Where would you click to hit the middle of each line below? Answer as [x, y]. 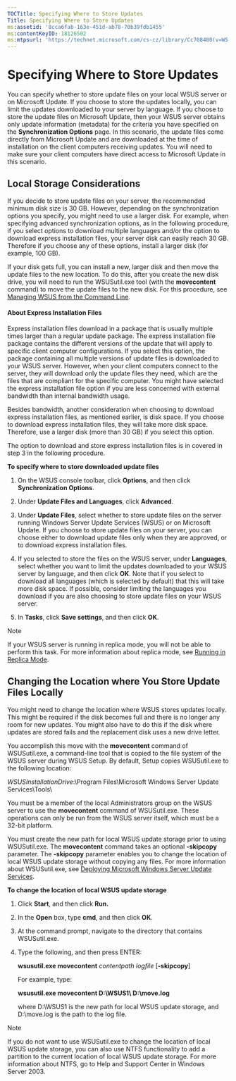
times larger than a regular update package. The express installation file [112, 336]
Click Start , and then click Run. [63, 904]
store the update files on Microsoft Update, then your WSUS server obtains [116, 117]
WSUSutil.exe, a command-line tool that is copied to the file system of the [114, 753]
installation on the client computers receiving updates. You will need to [110, 147]
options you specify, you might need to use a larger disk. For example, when [118, 215]
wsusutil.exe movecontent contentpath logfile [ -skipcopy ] [104, 966]
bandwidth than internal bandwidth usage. [69, 396]
